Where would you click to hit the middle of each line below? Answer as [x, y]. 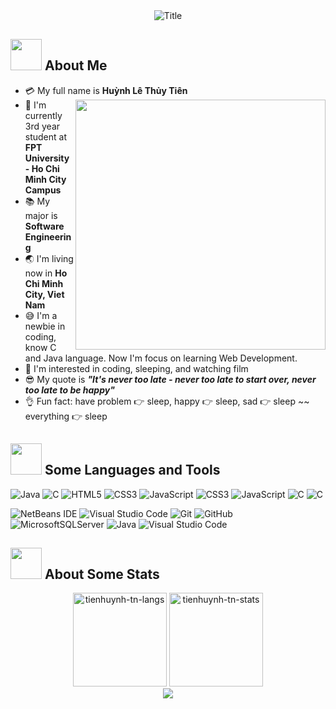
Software [44, 226]
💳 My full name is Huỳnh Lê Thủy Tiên [106, 90]
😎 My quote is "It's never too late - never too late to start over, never [170, 379]
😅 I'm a [41, 315]
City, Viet [44, 294]
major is [41, 215]
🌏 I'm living [49, 258]
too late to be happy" [69, 390]
